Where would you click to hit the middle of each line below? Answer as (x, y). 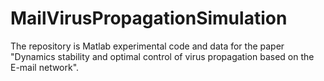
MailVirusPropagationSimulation (149, 18)
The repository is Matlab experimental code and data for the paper (147, 46)
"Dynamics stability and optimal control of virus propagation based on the (162, 56)
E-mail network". (45, 67)
